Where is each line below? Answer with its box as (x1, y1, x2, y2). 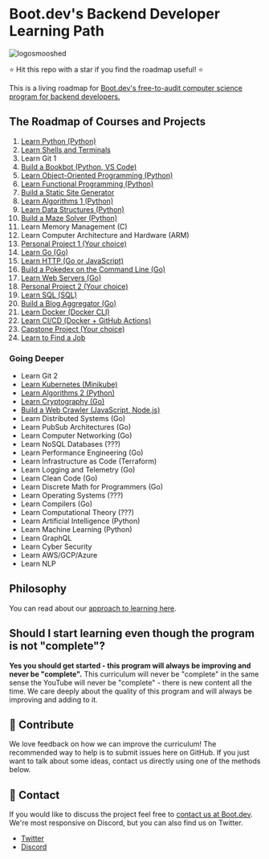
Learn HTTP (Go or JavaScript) (20, 256, 124, 265)
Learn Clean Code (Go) (20, 473, 98, 483)
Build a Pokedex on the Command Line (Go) (20, 264, 166, 274)
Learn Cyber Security (20, 542, 92, 551)
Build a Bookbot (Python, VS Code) (20, 162, 137, 171)
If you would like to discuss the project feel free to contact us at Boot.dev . (9, 809, 253, 820)
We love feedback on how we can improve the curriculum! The (9, 739, 217, 749)
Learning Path (9, 22, 105, 40)
